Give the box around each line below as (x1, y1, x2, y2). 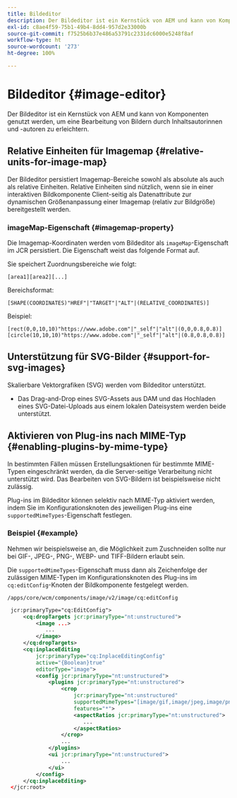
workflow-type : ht (7, 37, 61, 44)
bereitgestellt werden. (7, 205, 71, 213)
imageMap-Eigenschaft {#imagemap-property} (7, 222, 174, 232)
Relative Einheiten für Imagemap (7, 145, 154, 157)
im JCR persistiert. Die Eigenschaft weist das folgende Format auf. (7, 246, 200, 254)
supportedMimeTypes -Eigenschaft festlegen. (7, 511, 133, 519)
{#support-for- (142, 351, 210, 363)
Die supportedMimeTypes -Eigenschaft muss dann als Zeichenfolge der (7, 566, 208, 574)
